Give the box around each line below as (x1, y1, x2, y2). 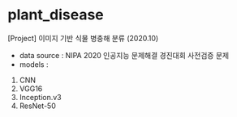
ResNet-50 (19, 101, 56, 111)
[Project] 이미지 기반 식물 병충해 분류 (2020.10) (7, 33, 159, 43)
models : (19, 59, 49, 69)
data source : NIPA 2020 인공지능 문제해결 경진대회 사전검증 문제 (19, 50, 229, 60)
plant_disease (7, 6, 104, 24)
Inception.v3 (19, 92, 62, 102)
